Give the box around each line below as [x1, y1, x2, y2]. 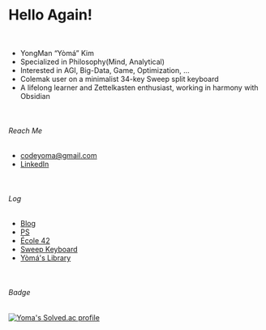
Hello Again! [8, 6, 93, 24]
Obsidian [19, 91, 50, 101]
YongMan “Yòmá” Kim [19, 48, 95, 58]
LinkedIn [19, 160, 49, 169]
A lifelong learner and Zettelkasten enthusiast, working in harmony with [19, 83, 259, 92]
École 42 [19, 236, 50, 246]
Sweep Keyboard [19, 245, 79, 255]
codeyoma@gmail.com [19, 151, 97, 161]
